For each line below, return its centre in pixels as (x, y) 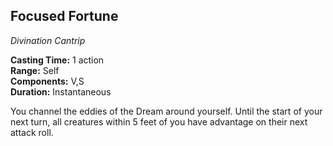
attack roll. (32, 132)
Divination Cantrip (48, 40)
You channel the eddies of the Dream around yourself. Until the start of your (166, 111)
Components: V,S (47, 81)
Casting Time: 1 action (57, 60)
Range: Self (35, 70)
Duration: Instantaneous (61, 91)
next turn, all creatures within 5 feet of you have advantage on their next (159, 121)
